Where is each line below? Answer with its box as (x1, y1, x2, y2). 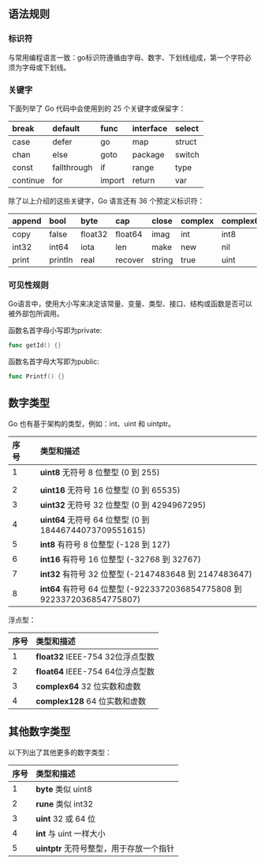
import (99, 175, 125, 186)
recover (115, 254, 144, 265)
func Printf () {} (8, 372, 65, 381)
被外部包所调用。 (8, 309, 64, 319)
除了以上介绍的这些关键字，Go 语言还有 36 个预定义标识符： (8, 196, 205, 206)
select (174, 123, 200, 134)
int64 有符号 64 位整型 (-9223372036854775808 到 (39, 584, 242, 595)
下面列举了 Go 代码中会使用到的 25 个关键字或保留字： (8, 104, 186, 113)
